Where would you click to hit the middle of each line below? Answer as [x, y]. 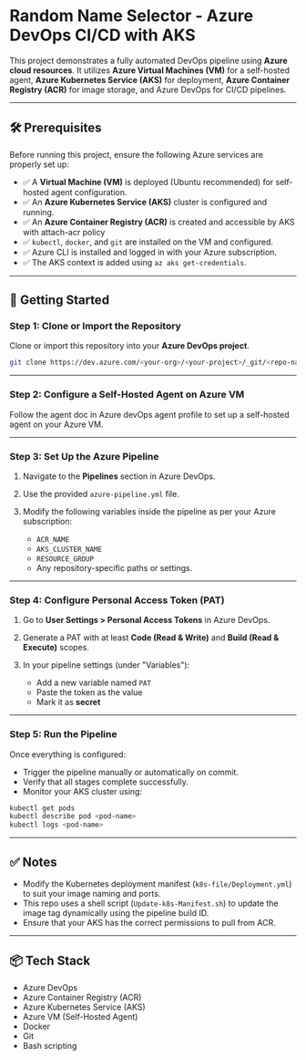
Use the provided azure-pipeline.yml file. [101, 494]
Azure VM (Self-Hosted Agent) [80, 1016]
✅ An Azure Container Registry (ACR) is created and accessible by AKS [158, 222]
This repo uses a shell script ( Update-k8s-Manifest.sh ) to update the [150, 903]
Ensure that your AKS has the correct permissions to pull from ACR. [149, 922]
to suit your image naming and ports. [92, 893]
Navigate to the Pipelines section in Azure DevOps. [119, 476]
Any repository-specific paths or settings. [114, 567]
